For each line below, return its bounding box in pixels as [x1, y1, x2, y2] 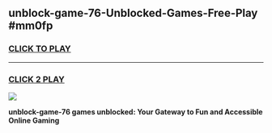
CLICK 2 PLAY [8, 73, 65, 85]
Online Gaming [8, 115, 60, 125]
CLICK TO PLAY [8, 44, 71, 55]
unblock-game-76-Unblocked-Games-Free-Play [8, 6, 258, 20]
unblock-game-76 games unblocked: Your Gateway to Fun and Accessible [8, 106, 263, 116]
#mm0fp [8, 19, 53, 33]
